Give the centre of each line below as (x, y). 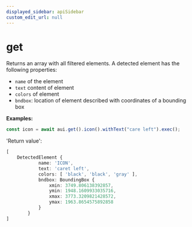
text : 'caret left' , (64, 168)
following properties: (32, 70)
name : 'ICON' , (56, 163)
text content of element (44, 88)
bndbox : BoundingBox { (66, 180)
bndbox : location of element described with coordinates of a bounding (100, 101)
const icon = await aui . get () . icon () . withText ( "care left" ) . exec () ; (93, 129)
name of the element (39, 81)
